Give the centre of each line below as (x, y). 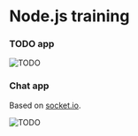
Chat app (29, 86)
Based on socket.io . (45, 105)
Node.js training (69, 16)
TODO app (32, 44)
